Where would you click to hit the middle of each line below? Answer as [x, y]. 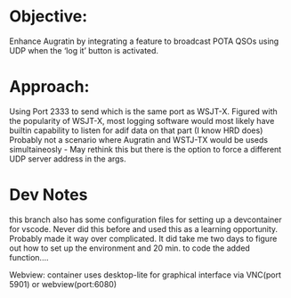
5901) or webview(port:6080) [63, 284]
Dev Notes [48, 195]
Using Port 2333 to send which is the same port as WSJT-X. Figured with [143, 111]
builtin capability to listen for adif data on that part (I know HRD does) [136, 130]
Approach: [49, 87]
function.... [29, 257]
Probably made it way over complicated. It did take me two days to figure [143, 238]
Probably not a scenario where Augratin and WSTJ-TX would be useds [139, 139]
